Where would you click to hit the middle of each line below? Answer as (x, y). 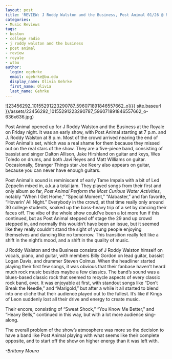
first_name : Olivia (31, 86)
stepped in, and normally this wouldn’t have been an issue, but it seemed (82, 224)
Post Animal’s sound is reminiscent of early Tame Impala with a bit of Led (82, 180)
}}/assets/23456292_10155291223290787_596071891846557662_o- (77, 111)
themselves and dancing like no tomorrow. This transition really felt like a (82, 234)
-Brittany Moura (22, 351)
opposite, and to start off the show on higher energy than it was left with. (82, 341)
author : (14, 67)
